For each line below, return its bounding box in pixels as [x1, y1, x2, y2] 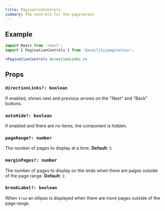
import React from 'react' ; [5, 43, 63, 48]
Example [5, 30, 33, 39]
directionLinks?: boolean [5, 85, 68, 91]
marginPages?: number [5, 158, 57, 163]
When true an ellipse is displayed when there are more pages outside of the [5, 195, 161, 201]
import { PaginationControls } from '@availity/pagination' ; [5, 48, 134, 53]
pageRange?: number [5, 135, 52, 141]
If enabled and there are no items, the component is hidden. [5, 123, 127, 128]
